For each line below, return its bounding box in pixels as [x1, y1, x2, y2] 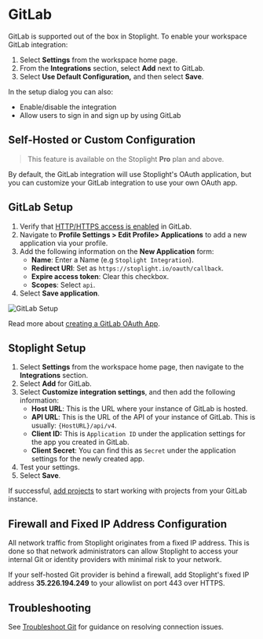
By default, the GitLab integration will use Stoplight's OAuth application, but [8, 169, 252, 178]
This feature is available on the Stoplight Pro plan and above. [27, 154, 225, 163]
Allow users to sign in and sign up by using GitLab [19, 110, 181, 119]
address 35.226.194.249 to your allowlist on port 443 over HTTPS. [8, 578, 225, 588]
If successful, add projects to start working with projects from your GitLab [8, 486, 247, 496]
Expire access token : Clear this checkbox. [31, 271, 170, 281]
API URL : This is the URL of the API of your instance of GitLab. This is [31, 413, 256, 422]
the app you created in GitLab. [31, 438, 130, 447]
